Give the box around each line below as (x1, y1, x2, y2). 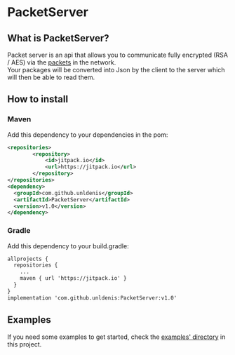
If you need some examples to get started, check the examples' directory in (7, 333, 226, 341)
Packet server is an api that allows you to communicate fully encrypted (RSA (7, 51, 228, 59)
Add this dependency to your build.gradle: (7, 241, 129, 250)
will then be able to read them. (7, 73, 95, 81)
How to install (7, 93, 69, 105)
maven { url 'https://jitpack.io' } (20, 275, 128, 282)
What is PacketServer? (7, 32, 110, 44)
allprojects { (7, 255, 49, 262)
